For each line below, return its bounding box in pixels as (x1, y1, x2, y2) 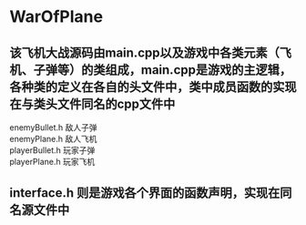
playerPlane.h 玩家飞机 (9, 157, 96, 167)
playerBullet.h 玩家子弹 (9, 145, 96, 156)
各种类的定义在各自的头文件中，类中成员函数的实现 (9, 79, 297, 95)
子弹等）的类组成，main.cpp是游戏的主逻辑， (33, 62, 291, 77)
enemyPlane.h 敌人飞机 (9, 134, 97, 144)
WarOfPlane (9, 6, 103, 27)
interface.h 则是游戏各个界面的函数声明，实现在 (9, 185, 280, 201)
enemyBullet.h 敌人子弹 (9, 122, 97, 133)
